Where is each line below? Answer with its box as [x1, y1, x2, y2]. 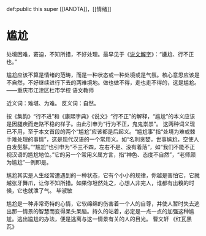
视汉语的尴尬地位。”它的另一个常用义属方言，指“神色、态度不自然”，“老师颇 [6, 151, 196, 158]
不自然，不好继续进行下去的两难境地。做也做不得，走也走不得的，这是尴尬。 [6, 78, 200, 86]
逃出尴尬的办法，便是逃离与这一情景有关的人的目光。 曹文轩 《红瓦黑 [17, 215, 192, 223]
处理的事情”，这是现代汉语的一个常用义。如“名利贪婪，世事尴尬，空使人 [17, 135, 199, 143]
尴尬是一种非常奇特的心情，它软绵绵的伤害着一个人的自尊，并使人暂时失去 [6, 200, 194, 207]
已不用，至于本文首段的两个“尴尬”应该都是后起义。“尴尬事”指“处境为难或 [6, 128, 190, 135]
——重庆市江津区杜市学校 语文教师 [6, 86, 94, 94]
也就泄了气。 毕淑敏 [22, 186, 72, 194]
